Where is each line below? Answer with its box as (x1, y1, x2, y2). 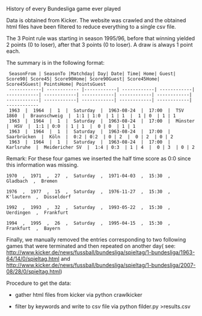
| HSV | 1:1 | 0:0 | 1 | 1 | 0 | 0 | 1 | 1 (6, 123, 136, 129)
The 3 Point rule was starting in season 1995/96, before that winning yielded (6, 35, 195, 41)
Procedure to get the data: (6, 279, 72, 287)
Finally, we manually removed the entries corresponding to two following (6, 236, 186, 243)
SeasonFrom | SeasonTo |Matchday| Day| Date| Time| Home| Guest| (8, 71, 176, 77)
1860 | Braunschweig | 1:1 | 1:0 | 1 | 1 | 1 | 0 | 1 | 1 (6, 113, 176, 119)
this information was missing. (6, 162, 79, 168)
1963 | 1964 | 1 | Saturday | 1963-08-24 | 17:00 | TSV (8, 108, 185, 114)
